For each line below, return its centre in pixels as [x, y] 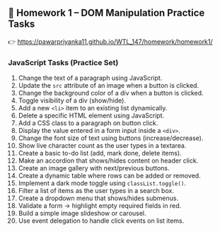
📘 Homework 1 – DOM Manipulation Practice [106, 13]
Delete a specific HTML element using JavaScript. [91, 116]
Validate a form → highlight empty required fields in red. [100, 206]
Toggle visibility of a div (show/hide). [72, 100]
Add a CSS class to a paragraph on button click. [88, 123]
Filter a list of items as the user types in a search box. [96, 191]
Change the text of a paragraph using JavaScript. [90, 78]
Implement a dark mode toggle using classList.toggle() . [102, 183]
